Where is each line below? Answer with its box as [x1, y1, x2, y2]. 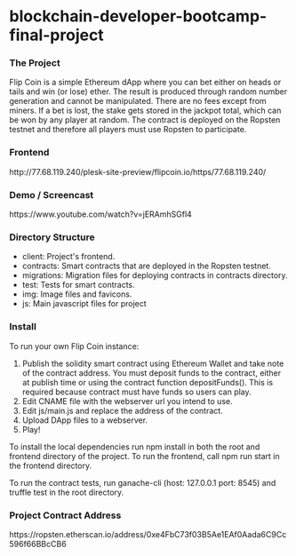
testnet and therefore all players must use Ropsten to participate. [9, 124, 247, 135]
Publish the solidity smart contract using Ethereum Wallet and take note [21, 358, 284, 369]
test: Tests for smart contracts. [21, 280, 135, 290]
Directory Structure [9, 231, 95, 243]
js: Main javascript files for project [21, 298, 147, 309]
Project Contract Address [9, 509, 122, 521]
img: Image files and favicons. [21, 289, 132, 299]
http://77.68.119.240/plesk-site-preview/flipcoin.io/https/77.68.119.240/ [9, 166, 267, 177]
